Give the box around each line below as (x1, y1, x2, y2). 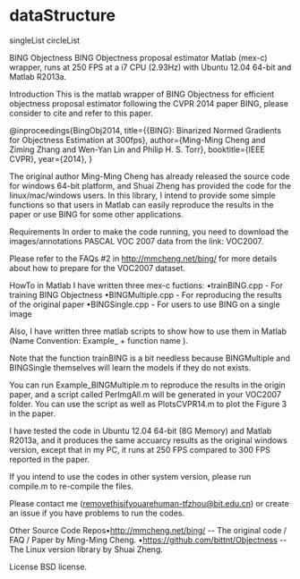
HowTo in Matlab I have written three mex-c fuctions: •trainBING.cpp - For (9, 279, 284, 291)
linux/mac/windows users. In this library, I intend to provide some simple (9, 190, 276, 200)
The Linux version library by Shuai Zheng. (9, 543, 164, 555)
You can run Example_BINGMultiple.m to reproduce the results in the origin (9, 379, 287, 390)
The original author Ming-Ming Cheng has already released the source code (9, 171, 290, 182)
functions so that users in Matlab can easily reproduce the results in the (9, 199, 274, 210)
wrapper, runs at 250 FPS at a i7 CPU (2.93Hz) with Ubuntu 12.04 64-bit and (9, 62, 292, 72)
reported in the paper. (9, 454, 90, 464)
